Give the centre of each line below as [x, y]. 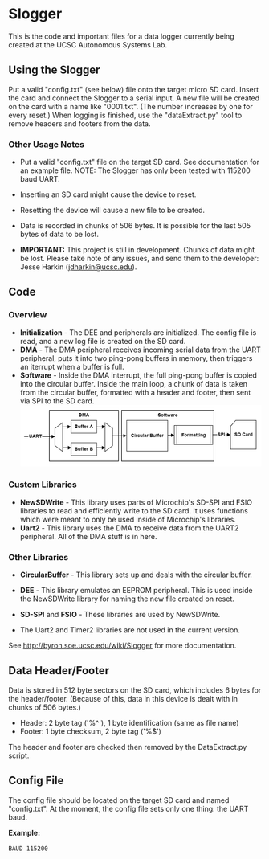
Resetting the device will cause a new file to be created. [112, 211]
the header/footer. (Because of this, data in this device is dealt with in [123, 698]
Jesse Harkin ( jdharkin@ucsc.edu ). [78, 267]
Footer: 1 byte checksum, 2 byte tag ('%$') [91, 731]
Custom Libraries [43, 485]
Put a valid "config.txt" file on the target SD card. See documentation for [139, 162]
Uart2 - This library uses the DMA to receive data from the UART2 [129, 528]
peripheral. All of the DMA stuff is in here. [89, 536]
